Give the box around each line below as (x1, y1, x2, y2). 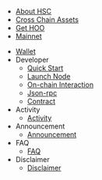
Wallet (15, 47, 37, 56)
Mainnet (15, 31, 42, 41)
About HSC (15, 7, 52, 16)
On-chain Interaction (26, 80, 94, 89)
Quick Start (26, 63, 64, 73)
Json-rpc (26, 88, 58, 97)
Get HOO (15, 23, 45, 32)
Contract (26, 97, 56, 106)
